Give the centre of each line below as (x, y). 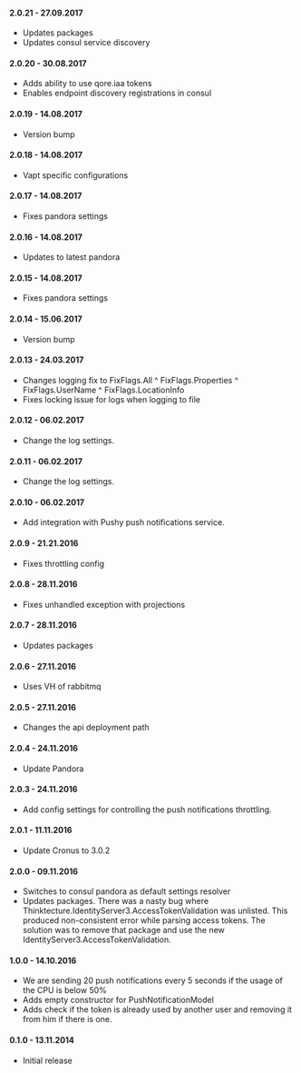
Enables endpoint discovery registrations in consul (117, 93)
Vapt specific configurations (75, 175)
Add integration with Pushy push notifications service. (123, 522)
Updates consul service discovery (86, 43)
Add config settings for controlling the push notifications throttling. (147, 810)
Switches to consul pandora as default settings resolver (126, 891)
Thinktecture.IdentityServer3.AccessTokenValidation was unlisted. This (155, 911)
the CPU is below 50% (64, 990)
